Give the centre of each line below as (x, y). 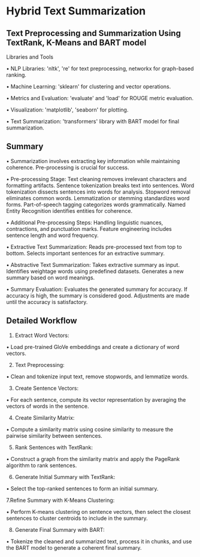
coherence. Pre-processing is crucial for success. (68, 167)
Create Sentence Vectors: (47, 388)
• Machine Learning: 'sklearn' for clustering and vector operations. (89, 86)
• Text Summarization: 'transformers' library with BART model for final (93, 121)
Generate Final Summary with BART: (60, 529)
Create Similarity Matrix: (45, 417)
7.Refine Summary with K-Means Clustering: (60, 500)
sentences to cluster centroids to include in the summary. (77, 518)
